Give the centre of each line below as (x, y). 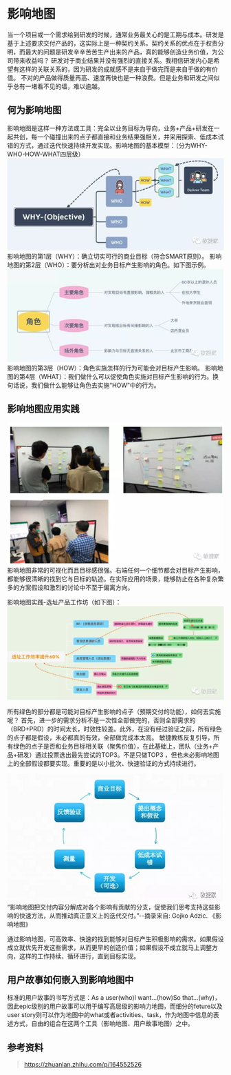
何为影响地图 (34, 110)
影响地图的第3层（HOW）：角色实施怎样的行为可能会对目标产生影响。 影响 (112, 368)
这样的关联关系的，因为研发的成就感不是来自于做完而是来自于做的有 (115, 69)
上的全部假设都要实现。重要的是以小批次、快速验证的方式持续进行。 (103, 764)
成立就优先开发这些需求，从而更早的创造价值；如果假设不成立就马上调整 (109, 947)
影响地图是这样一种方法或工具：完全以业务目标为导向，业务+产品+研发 (108, 128)
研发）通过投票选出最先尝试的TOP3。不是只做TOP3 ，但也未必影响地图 (118, 755)
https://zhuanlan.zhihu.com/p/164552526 (83, 1065)
